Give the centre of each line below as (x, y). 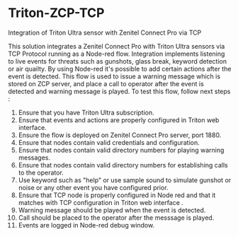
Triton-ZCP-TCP (56, 13)
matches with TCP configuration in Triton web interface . (101, 202)
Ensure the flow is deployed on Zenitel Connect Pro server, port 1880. (120, 135)
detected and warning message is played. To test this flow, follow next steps (119, 91)
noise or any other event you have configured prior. (93, 187)
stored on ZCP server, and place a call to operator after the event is (106, 83)
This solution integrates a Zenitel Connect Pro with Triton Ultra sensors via (117, 46)
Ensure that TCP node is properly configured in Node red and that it (117, 195)
